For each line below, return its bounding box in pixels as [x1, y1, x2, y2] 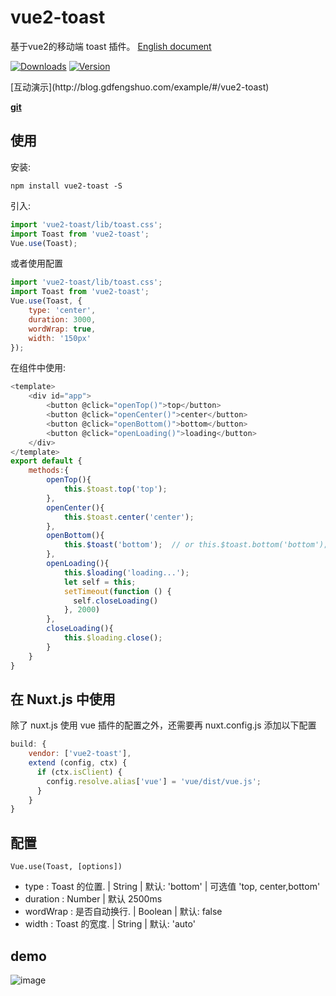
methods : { [28, 466, 70, 476]
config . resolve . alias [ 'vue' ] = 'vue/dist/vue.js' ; [46, 776, 262, 786]
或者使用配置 [10, 257, 63, 270]
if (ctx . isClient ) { [36, 767, 123, 777]
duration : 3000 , [28, 314, 97, 325]
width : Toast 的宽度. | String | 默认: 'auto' [24, 918, 196, 930]
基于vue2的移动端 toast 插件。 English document [10, 40, 212, 52]
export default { [10, 456, 83, 466]
